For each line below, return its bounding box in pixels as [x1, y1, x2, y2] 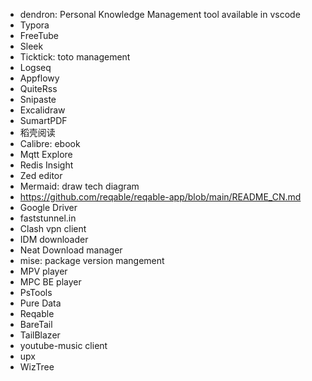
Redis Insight [19, 159, 74, 171]
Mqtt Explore [19, 149, 73, 160]
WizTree [19, 361, 55, 373]
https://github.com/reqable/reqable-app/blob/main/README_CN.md [19, 191, 302, 203]
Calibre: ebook [19, 138, 81, 149]
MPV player [19, 265, 68, 277]
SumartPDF [19, 115, 68, 126]
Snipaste [19, 94, 57, 105]
